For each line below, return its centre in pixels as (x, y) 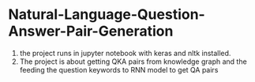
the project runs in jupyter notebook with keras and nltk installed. (125, 53)
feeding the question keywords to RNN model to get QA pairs (119, 69)
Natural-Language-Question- (107, 15)
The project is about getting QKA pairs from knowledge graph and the (133, 61)
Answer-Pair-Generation (91, 31)
